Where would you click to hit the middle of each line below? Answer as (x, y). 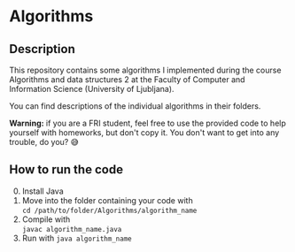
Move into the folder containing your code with (107, 200)
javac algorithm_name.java (72, 229)
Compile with (46, 219)
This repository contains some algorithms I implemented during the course (145, 70)
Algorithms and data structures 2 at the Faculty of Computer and (127, 80)
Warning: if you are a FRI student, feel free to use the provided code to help (147, 123)
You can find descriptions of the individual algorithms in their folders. (135, 106)
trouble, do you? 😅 (44, 142)
